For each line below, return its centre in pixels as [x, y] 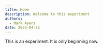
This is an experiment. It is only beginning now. [52, 41]
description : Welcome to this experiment [47, 14]
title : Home [17, 9]
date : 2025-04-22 [22, 28]
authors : [14, 18]
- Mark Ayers [22, 23]
